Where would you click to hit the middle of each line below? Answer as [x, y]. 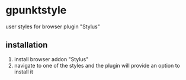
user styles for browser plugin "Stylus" [53, 26]
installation [27, 45]
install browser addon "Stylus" [51, 59]
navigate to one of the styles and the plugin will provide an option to [97, 65]
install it [24, 72]
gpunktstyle [36, 10]
